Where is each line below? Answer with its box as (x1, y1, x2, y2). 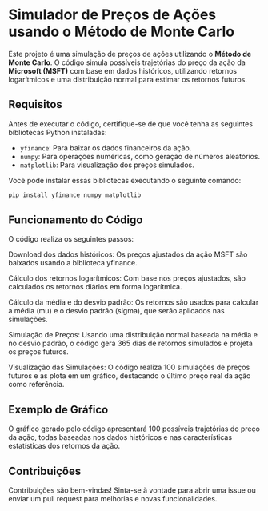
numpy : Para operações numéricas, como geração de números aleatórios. (19, 151, 261, 161)
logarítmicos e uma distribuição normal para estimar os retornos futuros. (8, 74, 248, 84)
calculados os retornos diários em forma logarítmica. (8, 282, 182, 292)
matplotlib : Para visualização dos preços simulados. (19, 160, 194, 170)
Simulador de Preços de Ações (8, 6, 217, 24)
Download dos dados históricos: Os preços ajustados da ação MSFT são (8, 250, 248, 259)
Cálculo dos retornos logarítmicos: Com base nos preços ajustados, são (8, 273, 246, 283)
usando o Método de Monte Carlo (8, 22, 234, 41)
